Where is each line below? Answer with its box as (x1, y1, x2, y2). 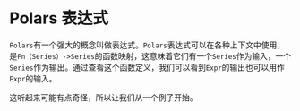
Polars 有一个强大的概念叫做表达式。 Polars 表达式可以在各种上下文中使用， (9, 39, 285, 50)
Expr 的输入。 (9, 73, 57, 83)
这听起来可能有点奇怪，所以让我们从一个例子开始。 (9, 91, 198, 103)
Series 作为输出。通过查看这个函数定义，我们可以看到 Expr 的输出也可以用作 (9, 62, 285, 73)
